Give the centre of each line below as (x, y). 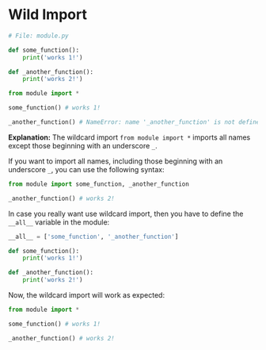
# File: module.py (38, 36)
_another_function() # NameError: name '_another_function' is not (122, 122)
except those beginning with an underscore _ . (83, 145)
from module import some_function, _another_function (99, 184)
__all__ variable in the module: (59, 222)
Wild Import (47, 15)
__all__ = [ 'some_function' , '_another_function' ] (93, 237)
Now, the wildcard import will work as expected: (86, 295)
